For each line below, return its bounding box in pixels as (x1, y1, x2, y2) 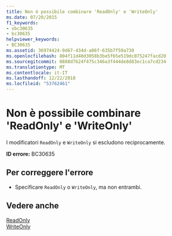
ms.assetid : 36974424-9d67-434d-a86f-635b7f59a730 (6, 48, 135, 54)
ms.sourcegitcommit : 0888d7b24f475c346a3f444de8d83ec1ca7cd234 (6, 58, 167, 64)
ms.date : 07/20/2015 (6, 14, 58, 20)
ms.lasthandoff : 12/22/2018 (6, 75, 76, 81)
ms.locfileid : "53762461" (6, 81, 70, 87)
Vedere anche (6, 201, 60, 211)
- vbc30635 (6, 25, 33, 32)
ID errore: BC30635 (6, 150, 55, 157)
